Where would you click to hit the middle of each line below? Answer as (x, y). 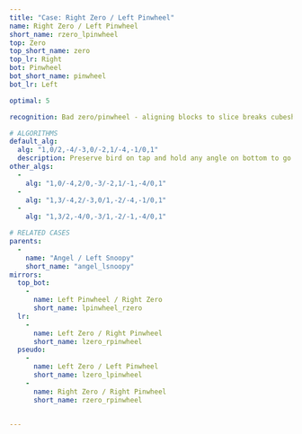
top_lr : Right (36, 59)
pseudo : (32, 350)
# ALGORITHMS (34, 133)
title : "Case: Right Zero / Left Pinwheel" (92, 18)
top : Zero (28, 43)
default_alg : (34, 142)
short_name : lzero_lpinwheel (88, 375)
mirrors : (26, 275)
